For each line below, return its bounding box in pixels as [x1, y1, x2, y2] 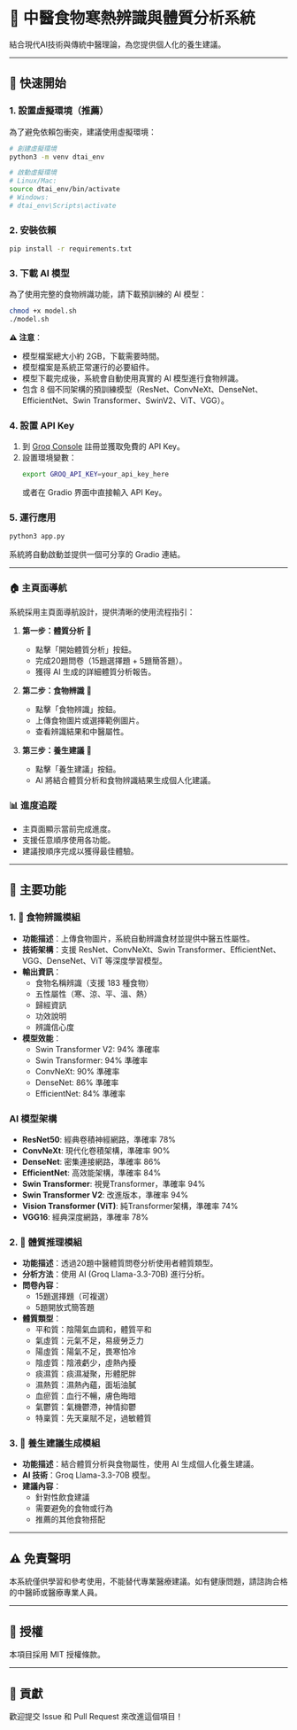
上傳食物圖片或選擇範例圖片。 [34, 715, 144, 725]
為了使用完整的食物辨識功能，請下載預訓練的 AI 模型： [9, 289, 208, 299]
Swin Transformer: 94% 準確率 [34, 1055, 148, 1066]
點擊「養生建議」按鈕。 [34, 764, 121, 774]
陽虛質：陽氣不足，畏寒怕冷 [34, 1346, 137, 1357]
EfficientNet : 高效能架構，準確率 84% [21, 1167, 162, 1178]
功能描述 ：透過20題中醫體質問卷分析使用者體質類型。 [21, 1258, 218, 1268]
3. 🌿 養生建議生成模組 [9, 1437, 101, 1449]
